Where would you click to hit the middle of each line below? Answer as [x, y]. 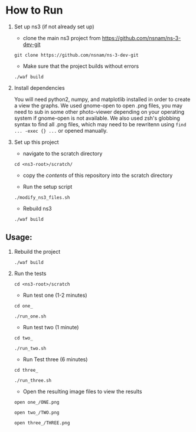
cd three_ [26, 370]
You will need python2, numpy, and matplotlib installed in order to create [102, 99]
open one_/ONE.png [37, 402]
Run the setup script [48, 186]
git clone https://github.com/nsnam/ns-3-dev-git [76, 55]
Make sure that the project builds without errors [81, 66]
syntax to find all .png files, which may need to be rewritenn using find [100, 124]
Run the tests [30, 273]
